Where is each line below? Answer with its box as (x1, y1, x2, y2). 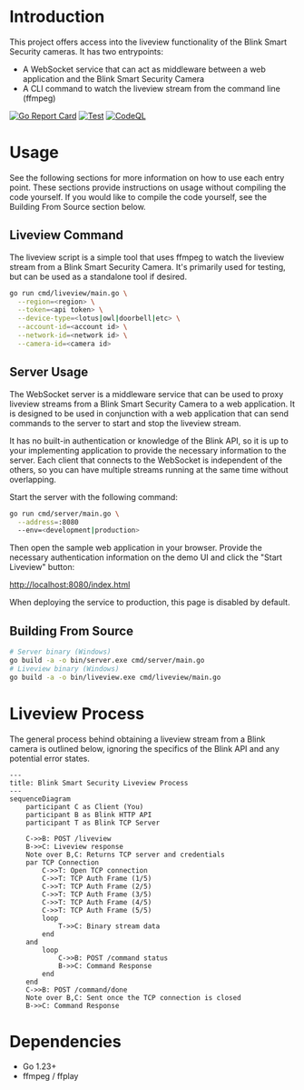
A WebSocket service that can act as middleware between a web (22, 64, 266, 75)
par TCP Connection (25, 857, 100, 867)
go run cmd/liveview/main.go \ (9, 288, 128, 297)
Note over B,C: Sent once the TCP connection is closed (25, 993, 242, 1002)
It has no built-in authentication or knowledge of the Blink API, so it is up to (9, 435, 289, 446)
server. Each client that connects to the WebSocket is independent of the (9, 455, 283, 465)
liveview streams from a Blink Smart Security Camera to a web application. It (9, 398, 295, 409)
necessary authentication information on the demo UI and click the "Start (9, 552, 283, 563)
